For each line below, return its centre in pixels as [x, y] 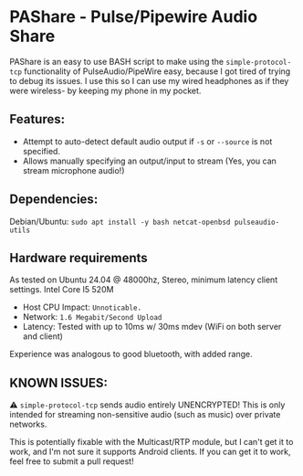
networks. [28, 424]
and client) [43, 336]
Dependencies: [54, 200]
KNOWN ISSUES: [58, 382]
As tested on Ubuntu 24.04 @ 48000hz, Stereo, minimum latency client [144, 280]
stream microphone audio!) [73, 170]
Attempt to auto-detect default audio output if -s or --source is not [147, 141]
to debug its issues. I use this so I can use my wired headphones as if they [149, 80]
